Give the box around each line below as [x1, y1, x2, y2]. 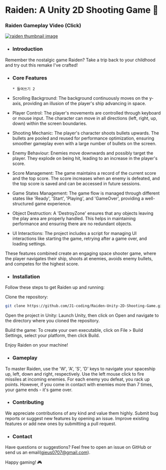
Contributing [12, 399, 44, 406]
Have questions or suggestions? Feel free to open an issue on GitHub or [5, 444, 152, 450]
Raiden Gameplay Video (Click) [5, 22, 82, 29]
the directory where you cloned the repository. [5, 318, 100, 324]
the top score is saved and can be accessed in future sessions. [12, 181, 141, 187]
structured [12, 201, 34, 207]
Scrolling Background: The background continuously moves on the [12, 95, 148, 101]
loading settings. [12, 241, 46, 247]
